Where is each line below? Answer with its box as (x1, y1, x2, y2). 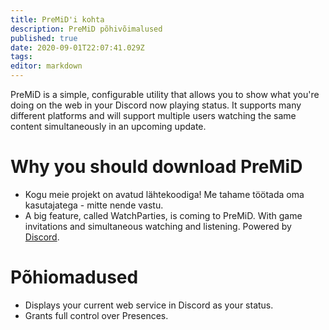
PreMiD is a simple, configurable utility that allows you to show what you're (10, 89, 320, 100)
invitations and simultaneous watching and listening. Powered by (24, 220, 292, 232)
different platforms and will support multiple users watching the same (10, 110, 297, 121)
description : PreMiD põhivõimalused (10, 24, 163, 34)
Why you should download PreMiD (10, 156, 303, 178)
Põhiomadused (10, 266, 139, 289)
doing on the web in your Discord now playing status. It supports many (10, 99, 302, 111)
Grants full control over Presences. (24, 309, 169, 321)
